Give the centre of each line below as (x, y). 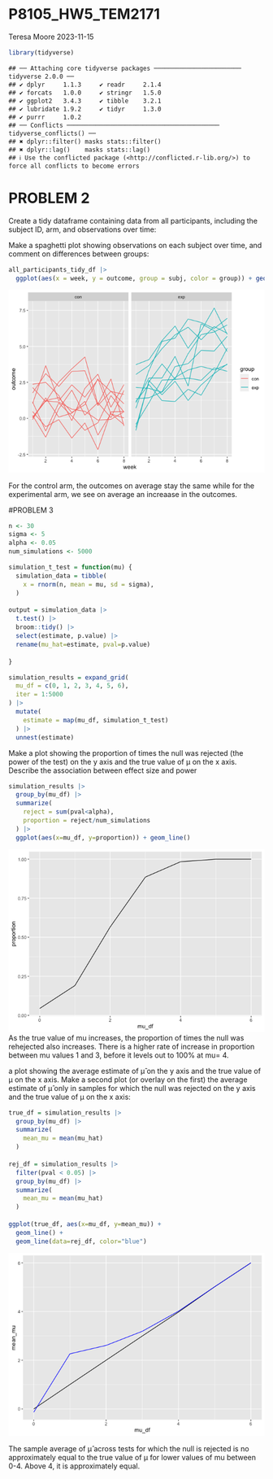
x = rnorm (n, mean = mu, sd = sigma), (89, 584)
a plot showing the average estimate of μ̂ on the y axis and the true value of (135, 1071)
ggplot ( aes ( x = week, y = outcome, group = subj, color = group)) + (134, 278)
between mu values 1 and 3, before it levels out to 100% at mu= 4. (119, 1055)
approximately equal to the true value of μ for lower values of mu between (132, 1457)
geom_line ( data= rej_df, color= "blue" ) (82, 1241)
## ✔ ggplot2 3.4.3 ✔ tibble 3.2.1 (85, 101)
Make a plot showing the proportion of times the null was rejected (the (126, 753)
